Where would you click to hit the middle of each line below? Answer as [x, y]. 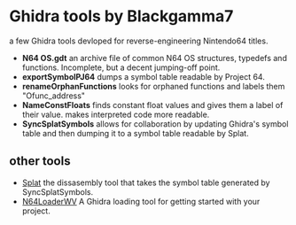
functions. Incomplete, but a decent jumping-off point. [121, 67]
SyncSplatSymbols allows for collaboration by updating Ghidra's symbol [155, 124]
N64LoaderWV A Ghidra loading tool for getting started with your [141, 201]
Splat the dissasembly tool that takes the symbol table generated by [146, 182]
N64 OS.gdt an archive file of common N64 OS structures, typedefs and [155, 58]
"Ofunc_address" [54, 96]
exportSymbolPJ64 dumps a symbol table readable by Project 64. [144, 76]
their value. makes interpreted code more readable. [116, 114]
